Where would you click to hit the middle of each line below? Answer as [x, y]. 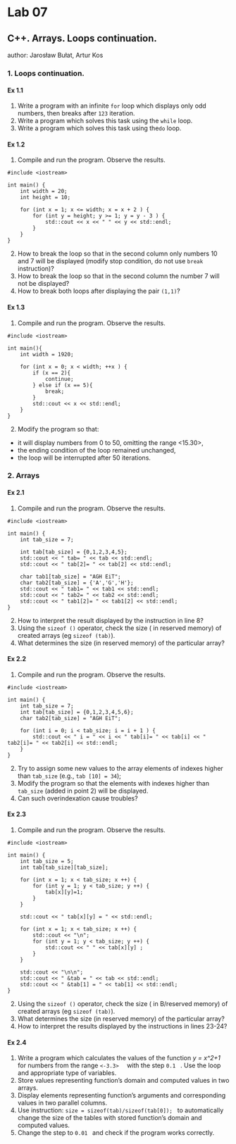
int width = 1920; [47, 354]
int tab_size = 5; [47, 862]
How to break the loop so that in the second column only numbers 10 [117, 253]
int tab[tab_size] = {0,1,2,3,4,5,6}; [77, 712]
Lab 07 [27, 12]
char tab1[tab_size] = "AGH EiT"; [70, 577]
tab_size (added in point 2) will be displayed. [83, 791]
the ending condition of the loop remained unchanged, [97, 450]
